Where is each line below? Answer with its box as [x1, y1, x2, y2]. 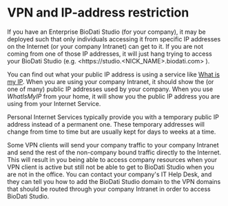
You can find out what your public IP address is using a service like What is [7, 70, 220, 79]
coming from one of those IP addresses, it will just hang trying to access [7, 50, 212, 58]
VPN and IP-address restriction [7, 5, 189, 21]
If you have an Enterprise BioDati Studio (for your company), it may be [7, 28, 206, 36]
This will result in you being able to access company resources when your [7, 155, 218, 163]
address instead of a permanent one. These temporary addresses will [7, 120, 205, 128]
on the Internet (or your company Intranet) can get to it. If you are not [7, 42, 204, 50]
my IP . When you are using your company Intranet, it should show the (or [7, 77, 214, 85]
